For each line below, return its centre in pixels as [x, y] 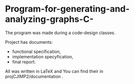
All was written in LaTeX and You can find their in [54, 71]
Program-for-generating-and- [67, 9]
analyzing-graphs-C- [49, 19]
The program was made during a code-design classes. [60, 33]
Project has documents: [29, 42]
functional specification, [36, 51]
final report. [24, 62]
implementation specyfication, [43, 56]
